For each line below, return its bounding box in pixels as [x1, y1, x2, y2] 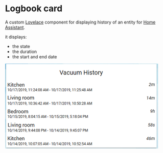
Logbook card [5, 3, 63, 14]
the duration [12, 49, 37, 54]
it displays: [5, 34, 27, 40]
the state [12, 43, 30, 49]
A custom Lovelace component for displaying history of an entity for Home [5, 19, 156, 25]
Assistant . [5, 24, 25, 30]
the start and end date [12, 53, 57, 59]
